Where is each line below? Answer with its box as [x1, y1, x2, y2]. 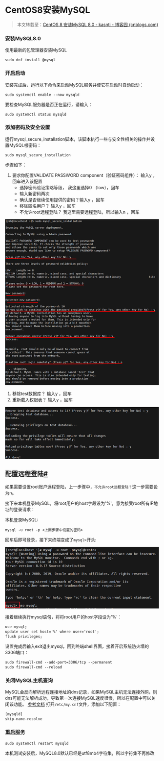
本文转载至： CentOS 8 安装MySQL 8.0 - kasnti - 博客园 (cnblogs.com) [17, 22, 159, 27]
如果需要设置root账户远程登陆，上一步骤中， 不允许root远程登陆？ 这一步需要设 [5, 484, 158, 490]
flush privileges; [5, 634, 42, 639]
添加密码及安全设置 [5, 124, 50, 131]
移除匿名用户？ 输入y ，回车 [19, 203, 76, 209]
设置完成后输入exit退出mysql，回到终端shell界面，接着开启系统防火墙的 [5, 643, 149, 649]
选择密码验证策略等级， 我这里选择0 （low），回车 [19, 184, 120, 190]
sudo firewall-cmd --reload [5, 665, 62, 670]
